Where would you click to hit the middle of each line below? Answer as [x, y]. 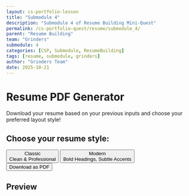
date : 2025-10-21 [28, 67]
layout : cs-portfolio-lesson [42, 12]
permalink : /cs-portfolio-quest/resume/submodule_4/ [73, 28]
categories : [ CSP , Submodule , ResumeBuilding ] [65, 51]
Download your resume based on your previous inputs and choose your [94, 114]
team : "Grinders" [28, 39]
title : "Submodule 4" [33, 17]
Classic [32, 154]
